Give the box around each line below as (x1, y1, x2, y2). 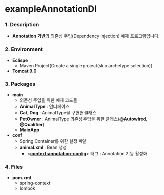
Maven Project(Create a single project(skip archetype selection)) (19, 62, 153, 68)
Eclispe (12, 57, 28, 63)
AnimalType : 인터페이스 (19, 103, 70, 110)
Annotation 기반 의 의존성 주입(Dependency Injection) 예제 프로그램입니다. (12, 33, 160, 39)
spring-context (19, 180, 51, 186)
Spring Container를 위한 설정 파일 (19, 138, 87, 144)
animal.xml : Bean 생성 (19, 144, 67, 150)
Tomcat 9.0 (12, 68, 37, 74)
